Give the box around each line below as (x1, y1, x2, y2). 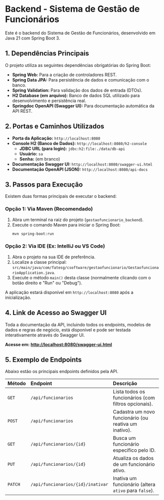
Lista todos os (113, 388, 145, 395)
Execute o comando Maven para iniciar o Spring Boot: (12, 222, 121, 228)
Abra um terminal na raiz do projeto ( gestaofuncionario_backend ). (12, 216, 144, 223)
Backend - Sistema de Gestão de (5, 3, 140, 15)
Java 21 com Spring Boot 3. (5, 35, 60, 41)
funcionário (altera (113, 481, 156, 488)
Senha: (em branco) (19, 156, 60, 162)
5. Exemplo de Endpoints (5, 355, 82, 364)
